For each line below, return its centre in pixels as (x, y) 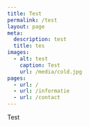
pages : (17, 78)
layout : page (26, 26)
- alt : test (31, 59)
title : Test (24, 14)
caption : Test (40, 65)
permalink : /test (32, 20)
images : (18, 53)
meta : (15, 33)
